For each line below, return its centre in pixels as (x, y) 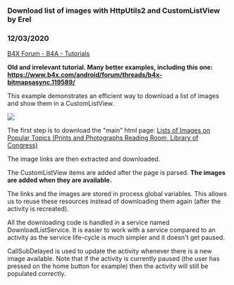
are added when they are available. (60, 180)
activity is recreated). (38, 209)
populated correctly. (37, 274)
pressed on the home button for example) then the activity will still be (108, 266)
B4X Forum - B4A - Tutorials (49, 54)
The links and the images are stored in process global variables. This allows (117, 194)
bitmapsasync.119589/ (41, 83)
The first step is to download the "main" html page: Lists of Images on (109, 131)
